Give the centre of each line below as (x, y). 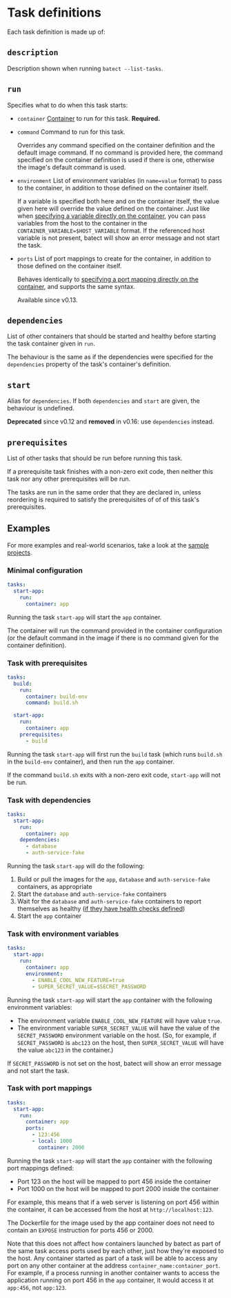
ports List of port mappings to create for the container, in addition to (114, 258)
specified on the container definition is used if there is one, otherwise (116, 159)
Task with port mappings (50, 1088)
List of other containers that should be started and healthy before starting (111, 337)
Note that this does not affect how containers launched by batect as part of (114, 1244)
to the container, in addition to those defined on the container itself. (113, 188)
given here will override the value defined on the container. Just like (113, 208)
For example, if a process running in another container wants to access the (113, 1272)
